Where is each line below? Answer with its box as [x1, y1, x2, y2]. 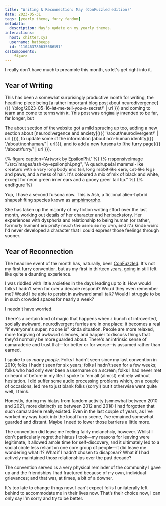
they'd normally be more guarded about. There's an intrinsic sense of [5, 337, 147, 342]
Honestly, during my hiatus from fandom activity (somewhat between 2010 [5, 398, 158, 404]
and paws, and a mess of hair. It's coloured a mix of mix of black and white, [5, 171, 160, 177]
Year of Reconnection [5, 247, 73, 256]
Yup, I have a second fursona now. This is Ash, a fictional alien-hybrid [5, 192, 148, 198]
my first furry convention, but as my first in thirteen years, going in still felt [5, 266, 157, 272]
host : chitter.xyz [9, 35, 48, 40]
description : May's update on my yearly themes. [9, 26, 112, 31]
